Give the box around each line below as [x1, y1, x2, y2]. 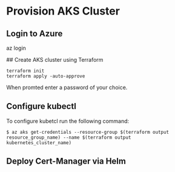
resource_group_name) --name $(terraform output [6, 134, 131, 141]
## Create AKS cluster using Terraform [6, 56, 104, 63]
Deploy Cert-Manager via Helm [6, 156, 126, 167]
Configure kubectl [6, 101, 77, 111]
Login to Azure [6, 28, 63, 39]
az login [6, 44, 26, 51]
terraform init [6, 68, 45, 74]
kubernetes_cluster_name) [6, 139, 71, 146]
